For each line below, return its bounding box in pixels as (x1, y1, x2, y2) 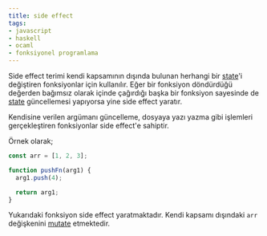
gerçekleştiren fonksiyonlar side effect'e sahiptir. (8, 121, 170, 130)
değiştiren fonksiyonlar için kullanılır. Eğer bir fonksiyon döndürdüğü (8, 79, 233, 89)
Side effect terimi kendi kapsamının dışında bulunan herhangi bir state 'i (8, 71, 243, 80)
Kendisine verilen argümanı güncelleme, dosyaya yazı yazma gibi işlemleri (8, 112, 253, 121)
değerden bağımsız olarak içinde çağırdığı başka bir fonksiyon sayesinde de (8, 88, 259, 97)
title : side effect (8, 11, 74, 20)
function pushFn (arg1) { (8, 166, 91, 174)
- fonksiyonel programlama (8, 49, 99, 57)
